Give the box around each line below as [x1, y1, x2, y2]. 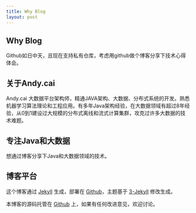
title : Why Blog [6, 8, 46, 15]
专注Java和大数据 [6, 136, 70, 146]
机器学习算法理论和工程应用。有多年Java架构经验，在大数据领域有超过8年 [6, 102, 185, 109]
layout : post [6, 14, 38, 20]
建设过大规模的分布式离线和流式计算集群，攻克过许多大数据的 [32, 110, 181, 117]
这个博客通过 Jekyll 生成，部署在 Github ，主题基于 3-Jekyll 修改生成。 [6, 188, 176, 195]
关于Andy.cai [6, 78, 56, 88]
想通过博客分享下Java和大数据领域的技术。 [6, 152, 110, 159]
